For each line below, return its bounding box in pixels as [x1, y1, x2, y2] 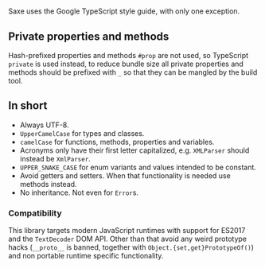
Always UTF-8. [19, 120, 69, 130]
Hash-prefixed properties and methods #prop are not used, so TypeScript [8, 51, 249, 60]
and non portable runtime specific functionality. [8, 251, 164, 261]
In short [8, 99, 48, 113]
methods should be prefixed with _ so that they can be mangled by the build [8, 68, 258, 77]
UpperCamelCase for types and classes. [19, 128, 145, 138]
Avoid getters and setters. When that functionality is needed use [19, 170, 231, 181]
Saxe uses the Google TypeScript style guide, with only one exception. [8, 6, 240, 16]
